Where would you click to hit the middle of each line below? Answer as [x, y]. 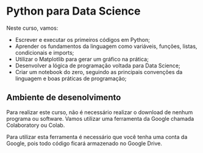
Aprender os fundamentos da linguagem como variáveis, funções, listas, [106, 46]
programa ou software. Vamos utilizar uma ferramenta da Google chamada [100, 118]
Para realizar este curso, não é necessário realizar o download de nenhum [100, 112]
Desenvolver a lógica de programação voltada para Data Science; [98, 66]
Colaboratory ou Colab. [36, 125]
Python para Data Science [73, 11]
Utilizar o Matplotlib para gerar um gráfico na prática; [82, 59]
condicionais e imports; [45, 52]
